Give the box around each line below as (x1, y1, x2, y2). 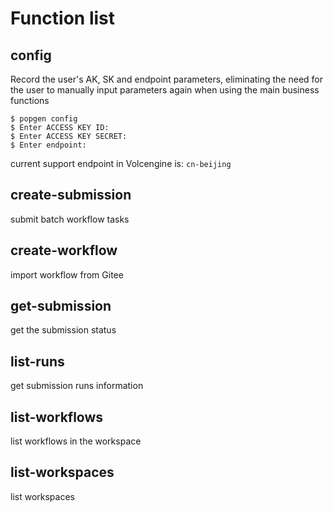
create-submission (10, 187, 132, 204)
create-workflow (10, 242, 118, 259)
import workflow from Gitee (10, 268, 124, 281)
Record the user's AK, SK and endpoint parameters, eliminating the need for (10, 73, 324, 85)
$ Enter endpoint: (10, 140, 87, 150)
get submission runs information (10, 380, 144, 392)
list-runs (10, 353, 65, 370)
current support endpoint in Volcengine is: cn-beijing (10, 158, 232, 169)
